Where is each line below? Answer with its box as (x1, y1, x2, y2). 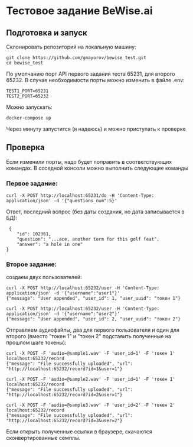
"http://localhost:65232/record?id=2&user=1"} (6, 392, 123, 398)
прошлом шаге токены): (6, 339, 67, 346)
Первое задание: (6, 179, 58, 187)
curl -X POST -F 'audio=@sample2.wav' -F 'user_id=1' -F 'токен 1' (6, 377, 176, 383)
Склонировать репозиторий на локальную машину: (6, 43, 137, 50)
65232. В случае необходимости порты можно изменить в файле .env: (6, 77, 185, 83)
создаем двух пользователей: (6, 274, 83, 281)
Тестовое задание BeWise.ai (6, 4, 153, 18)
